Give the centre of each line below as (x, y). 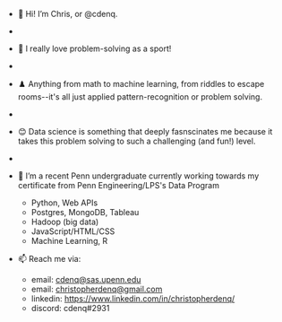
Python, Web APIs (64, 203)
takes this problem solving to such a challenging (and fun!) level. (137, 141)
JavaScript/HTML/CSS (73, 231)
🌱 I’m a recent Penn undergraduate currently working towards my (138, 176)
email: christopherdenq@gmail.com (97, 289)
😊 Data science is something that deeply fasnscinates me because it (145, 131)
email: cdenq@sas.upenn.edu (86, 279)
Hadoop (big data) (65, 222)
